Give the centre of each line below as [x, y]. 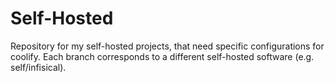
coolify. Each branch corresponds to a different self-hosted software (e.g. [162, 56]
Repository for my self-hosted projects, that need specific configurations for [167, 46]
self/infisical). [38, 67]
